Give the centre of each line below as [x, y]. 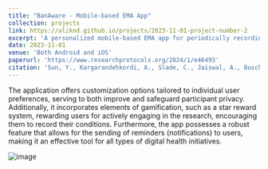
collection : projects [44, 23]
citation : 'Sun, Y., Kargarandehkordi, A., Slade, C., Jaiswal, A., [124, 68]
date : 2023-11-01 [37, 45]
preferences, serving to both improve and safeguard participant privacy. [127, 98]
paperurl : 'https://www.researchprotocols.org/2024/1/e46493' [114, 61]
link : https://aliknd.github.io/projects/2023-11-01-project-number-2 [128, 30]
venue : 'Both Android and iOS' [60, 53]
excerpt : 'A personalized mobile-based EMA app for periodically [119, 38]
